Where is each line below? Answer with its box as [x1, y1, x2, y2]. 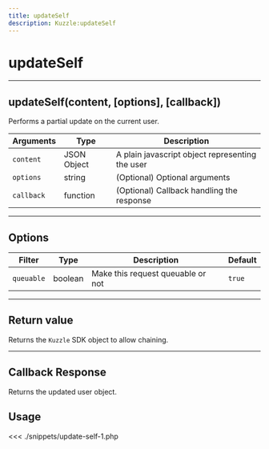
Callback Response [8, 366, 106, 379]
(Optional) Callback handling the [115, 185, 238, 196]
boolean [53, 273, 84, 284]
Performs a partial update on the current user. [8, 117, 160, 126]
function [63, 190, 96, 201]
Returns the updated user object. [8, 387, 118, 396]
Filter [18, 255, 39, 266]
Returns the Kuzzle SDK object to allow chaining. [8, 335, 169, 344]
